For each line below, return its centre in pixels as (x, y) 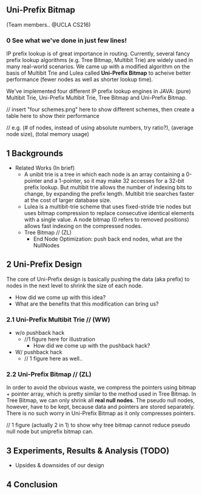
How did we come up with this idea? (60, 297)
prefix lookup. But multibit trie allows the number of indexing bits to (108, 187)
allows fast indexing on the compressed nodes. (83, 226)
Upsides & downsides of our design (59, 465)
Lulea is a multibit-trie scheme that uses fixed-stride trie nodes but (107, 207)
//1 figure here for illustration (60, 339)
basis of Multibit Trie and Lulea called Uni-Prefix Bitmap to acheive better (99, 73)
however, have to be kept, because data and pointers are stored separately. (101, 407)
